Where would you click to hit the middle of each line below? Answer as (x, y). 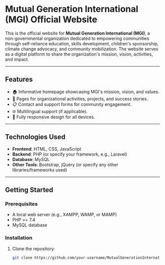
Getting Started (29, 190)
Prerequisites (21, 204)
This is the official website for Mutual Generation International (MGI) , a (78, 33)
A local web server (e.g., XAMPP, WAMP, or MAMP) (64, 215)
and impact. (17, 59)
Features (19, 80)
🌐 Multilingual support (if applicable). (50, 111)
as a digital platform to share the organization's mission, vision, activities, (79, 54)
